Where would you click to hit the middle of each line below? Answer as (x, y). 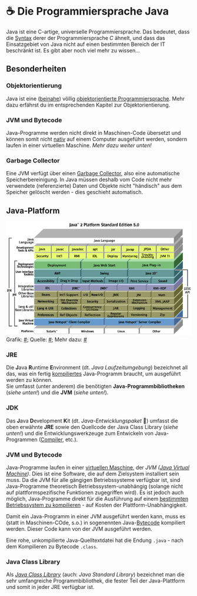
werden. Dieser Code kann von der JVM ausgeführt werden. (79, 529)
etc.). (71, 439)
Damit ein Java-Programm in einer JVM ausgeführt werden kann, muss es (96, 516)
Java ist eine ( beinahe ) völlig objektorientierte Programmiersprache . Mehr (96, 98)
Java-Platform (33, 210)
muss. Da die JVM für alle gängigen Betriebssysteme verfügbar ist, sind (93, 480)
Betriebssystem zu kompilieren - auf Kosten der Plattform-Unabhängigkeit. (96, 505)
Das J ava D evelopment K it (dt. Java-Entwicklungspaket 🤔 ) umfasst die (92, 421)
